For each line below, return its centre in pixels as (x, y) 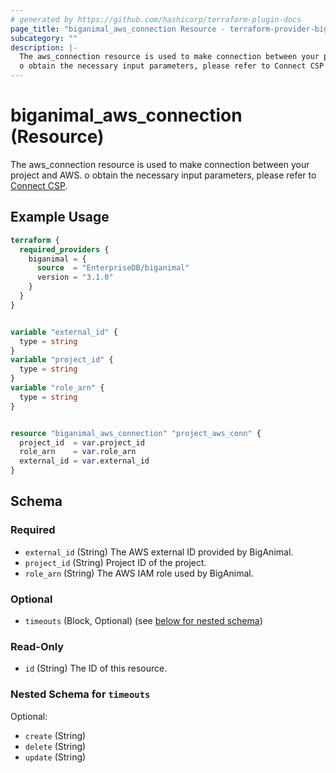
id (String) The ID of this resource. (96, 668)
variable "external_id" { (64, 332)
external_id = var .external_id (84, 461)
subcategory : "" (44, 38)
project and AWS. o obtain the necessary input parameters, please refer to (163, 175)
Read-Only (37, 646)
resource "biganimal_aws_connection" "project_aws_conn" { (136, 433)
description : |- (44, 47)
